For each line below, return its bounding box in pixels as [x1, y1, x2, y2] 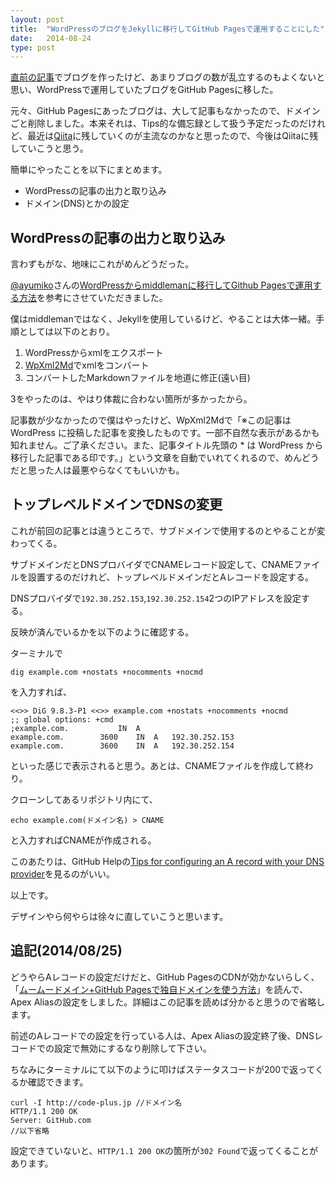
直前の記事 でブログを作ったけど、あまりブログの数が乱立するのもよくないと [10, 71, 326, 83]
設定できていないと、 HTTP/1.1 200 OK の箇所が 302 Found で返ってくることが [10, 1144, 318, 1156]
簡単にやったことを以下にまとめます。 [10, 164, 168, 176]
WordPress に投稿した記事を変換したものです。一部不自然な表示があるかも [10, 427, 320, 439]
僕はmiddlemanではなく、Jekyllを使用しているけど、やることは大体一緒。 [10, 313, 317, 325]
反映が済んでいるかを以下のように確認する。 [10, 626, 195, 638]
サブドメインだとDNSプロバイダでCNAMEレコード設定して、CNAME [10, 558, 294, 570]
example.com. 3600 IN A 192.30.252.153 [10, 732, 235, 742]
